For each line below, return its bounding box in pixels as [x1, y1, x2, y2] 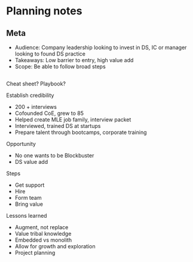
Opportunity [6, 141, 36, 148]
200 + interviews [14, 103, 57, 111]
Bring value [14, 200, 44, 208]
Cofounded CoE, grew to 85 [14, 109, 84, 117]
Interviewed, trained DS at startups [14, 123, 101, 130]
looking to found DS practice [14, 50, 85, 57]
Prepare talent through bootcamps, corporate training [14, 129, 148, 136]
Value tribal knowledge [14, 230, 72, 237]
